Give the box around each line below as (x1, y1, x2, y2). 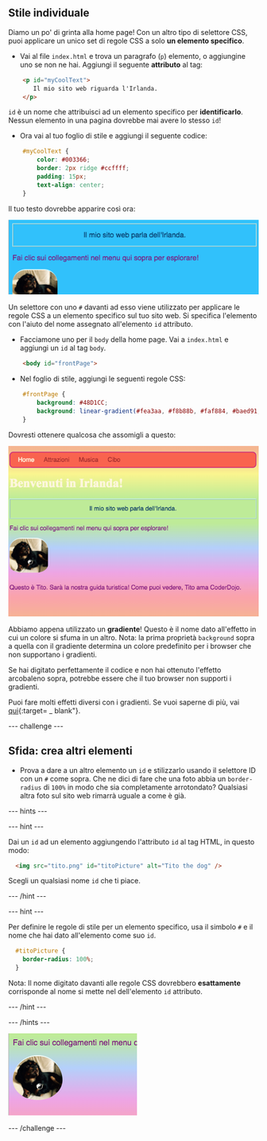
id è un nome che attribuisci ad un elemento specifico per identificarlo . (8, 107, 244, 117)
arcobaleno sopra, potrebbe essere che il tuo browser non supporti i (8, 673, 232, 683)
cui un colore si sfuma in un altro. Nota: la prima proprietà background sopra (8, 632, 255, 642)
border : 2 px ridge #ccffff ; (37, 165, 130, 173)
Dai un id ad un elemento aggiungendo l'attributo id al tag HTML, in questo (8, 836, 255, 846)
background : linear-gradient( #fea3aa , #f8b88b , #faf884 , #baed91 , (37, 407, 261, 416)
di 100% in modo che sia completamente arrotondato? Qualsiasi (43, 782, 248, 792)
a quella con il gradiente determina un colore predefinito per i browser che (8, 641, 252, 650)
